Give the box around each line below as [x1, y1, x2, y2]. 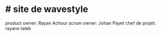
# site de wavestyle [5, 3, 88, 15]
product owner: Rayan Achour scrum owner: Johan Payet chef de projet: [5, 20, 156, 26]
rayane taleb [5, 25, 31, 31]
